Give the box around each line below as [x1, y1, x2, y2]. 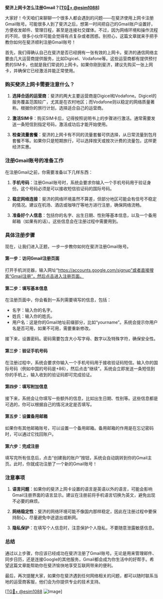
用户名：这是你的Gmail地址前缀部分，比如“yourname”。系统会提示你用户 [12, 320, 158, 325]
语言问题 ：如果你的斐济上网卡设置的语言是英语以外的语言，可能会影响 [12, 486, 153, 492]
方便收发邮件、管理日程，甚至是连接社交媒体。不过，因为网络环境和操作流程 [5, 27, 158, 33]
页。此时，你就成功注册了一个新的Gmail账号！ [5, 461, 98, 467]
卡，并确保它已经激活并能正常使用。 [5, 68, 78, 73]
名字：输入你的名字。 [12, 308, 55, 313]
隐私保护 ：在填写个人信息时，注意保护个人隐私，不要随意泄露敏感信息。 [12, 525, 157, 531]
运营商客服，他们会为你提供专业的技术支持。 [13, 579, 103, 584]
